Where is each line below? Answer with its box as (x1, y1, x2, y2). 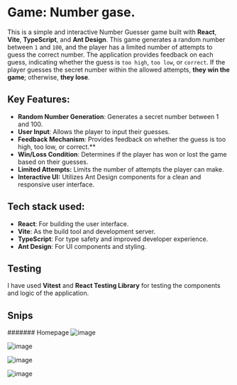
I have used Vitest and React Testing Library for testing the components (7, 281, 221, 290)
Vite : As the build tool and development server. (17, 227, 156, 235)
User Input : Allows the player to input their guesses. (17, 127, 170, 135)
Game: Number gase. (7, 4, 136, 21)
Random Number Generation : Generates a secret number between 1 (17, 112, 219, 121)
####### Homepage (7, 328, 70, 337)
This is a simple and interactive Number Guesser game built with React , (7, 28, 217, 36)
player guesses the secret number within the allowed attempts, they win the (7, 65, 231, 74)
